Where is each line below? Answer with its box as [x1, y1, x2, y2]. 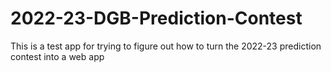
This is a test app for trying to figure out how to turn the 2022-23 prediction [10, 40, 322, 52]
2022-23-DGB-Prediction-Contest [10, 7, 303, 30]
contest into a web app [10, 50, 105, 62]
